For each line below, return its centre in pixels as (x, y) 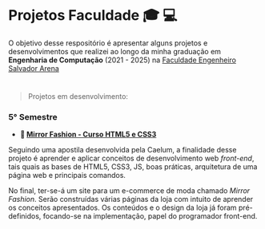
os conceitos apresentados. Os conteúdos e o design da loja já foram (123, 207)
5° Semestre (33, 117)
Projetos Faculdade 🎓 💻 (93, 16)
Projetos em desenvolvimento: (78, 97)
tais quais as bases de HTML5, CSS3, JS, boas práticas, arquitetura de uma (133, 167)
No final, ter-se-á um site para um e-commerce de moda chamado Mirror (129, 191)
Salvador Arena (34, 68)
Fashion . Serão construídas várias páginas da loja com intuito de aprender (131, 199)
